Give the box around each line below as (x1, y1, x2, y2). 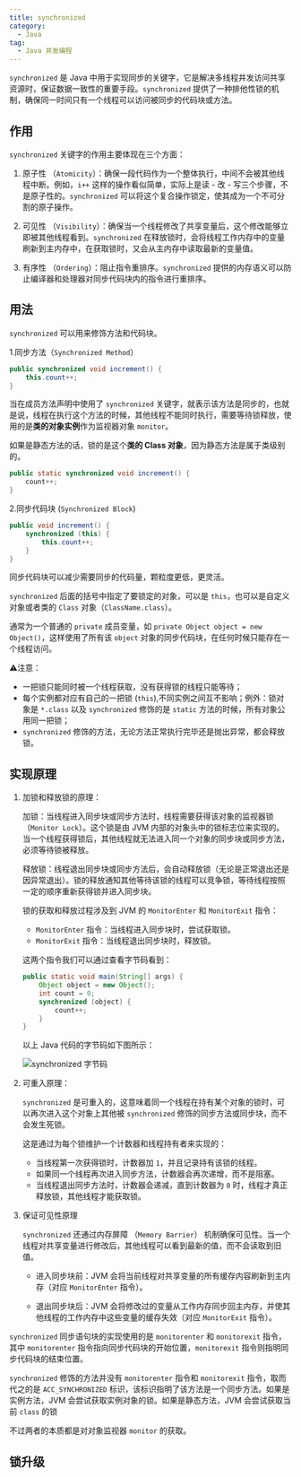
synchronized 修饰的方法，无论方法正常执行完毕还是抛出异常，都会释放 (21, 726, 285, 737)
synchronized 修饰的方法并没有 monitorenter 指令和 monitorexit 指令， (9, 1373, 271, 1384)
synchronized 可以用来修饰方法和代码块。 (9, 327, 162, 338)
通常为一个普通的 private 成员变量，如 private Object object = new (9, 621, 262, 632)
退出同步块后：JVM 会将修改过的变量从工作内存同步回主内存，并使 (35, 1301, 283, 1312)
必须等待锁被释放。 (21, 845, 94, 856)
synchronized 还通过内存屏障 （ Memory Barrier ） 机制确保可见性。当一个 (21, 1229, 291, 1240)
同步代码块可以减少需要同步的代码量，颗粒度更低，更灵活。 (9, 571, 229, 583)
